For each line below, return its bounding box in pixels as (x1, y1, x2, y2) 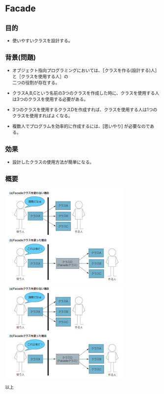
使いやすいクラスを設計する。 (12, 38, 73, 43)
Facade (5, 3, 36, 14)
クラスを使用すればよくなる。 (12, 112, 73, 118)
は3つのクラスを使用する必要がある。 (12, 96, 88, 102)
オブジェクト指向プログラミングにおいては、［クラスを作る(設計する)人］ (12, 67, 160, 73)
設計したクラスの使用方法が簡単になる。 (12, 159, 94, 165)
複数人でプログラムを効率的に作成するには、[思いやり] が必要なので (12, 123, 150, 129)
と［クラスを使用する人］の (12, 73, 69, 79)
